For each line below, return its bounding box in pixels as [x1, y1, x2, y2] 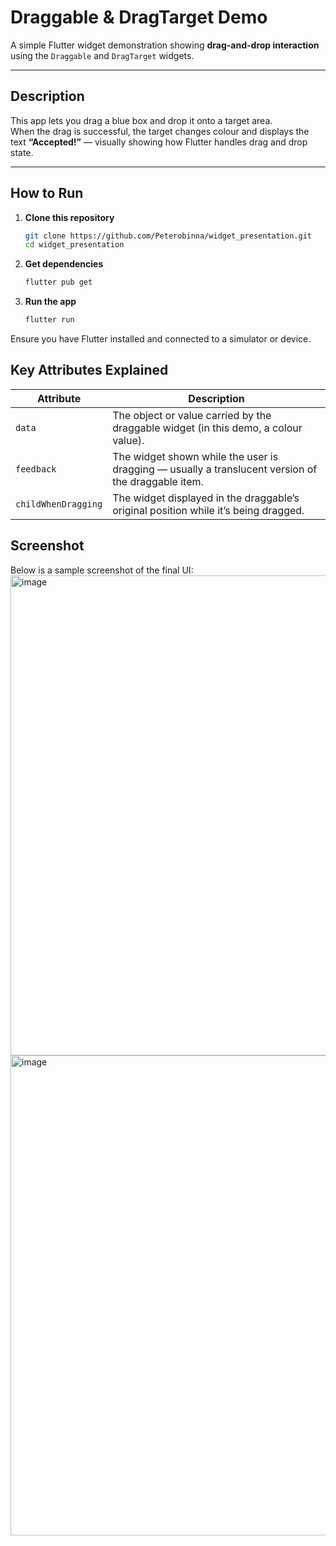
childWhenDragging [15, 498, 103, 510]
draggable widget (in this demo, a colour [112, 421, 303, 435]
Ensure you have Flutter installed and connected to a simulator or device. [10, 333, 312, 345]
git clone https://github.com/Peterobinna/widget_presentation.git [24, 231, 312, 241]
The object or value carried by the [112, 408, 272, 422]
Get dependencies [24, 258, 104, 270]
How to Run [10, 185, 84, 202]
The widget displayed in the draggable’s [112, 491, 300, 505]
